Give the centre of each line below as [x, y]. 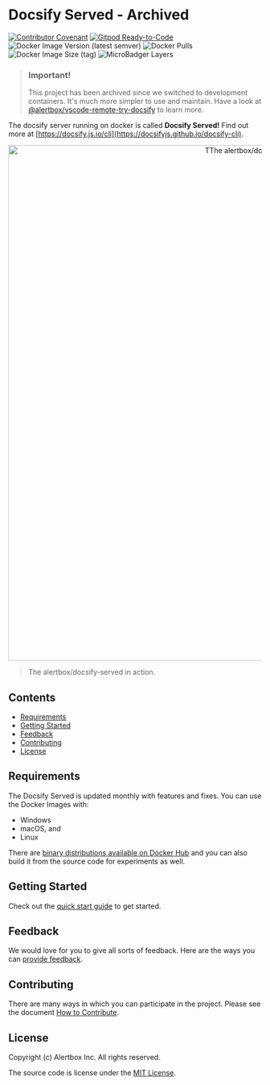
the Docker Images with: [49, 804]
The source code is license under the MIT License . [92, 1073]
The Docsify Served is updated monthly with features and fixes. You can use [135, 796]
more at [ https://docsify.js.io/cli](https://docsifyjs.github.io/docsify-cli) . [126, 134]
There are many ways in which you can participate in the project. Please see [135, 1004]
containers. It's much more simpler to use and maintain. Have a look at [145, 101]
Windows [35, 820]
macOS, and [41, 828]
